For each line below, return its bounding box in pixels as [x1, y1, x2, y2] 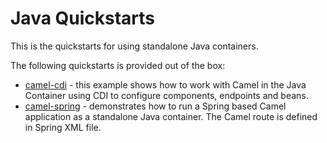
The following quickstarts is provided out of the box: [10, 59, 226, 71]
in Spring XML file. [24, 121, 102, 133]
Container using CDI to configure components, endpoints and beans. [24, 89, 309, 101]
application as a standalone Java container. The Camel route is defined [24, 110, 318, 122]
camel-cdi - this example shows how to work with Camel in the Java [24, 78, 307, 91]
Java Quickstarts [10, 7, 156, 30]
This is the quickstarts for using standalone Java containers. [10, 40, 259, 52]
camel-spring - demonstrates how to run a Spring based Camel [24, 100, 287, 112]
